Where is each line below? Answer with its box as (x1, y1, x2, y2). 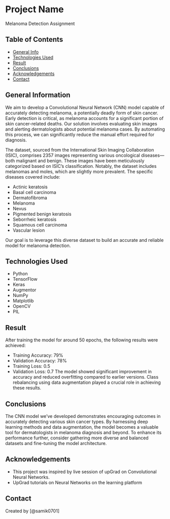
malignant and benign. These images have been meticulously (16, 157, 145, 164)
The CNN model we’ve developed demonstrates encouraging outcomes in (5, 413, 161, 419)
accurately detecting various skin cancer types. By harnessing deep (5, 418, 149, 425)
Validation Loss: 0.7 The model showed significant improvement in (12, 368, 152, 375)
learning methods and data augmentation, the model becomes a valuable (5, 424, 159, 430)
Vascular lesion (12, 227, 45, 233)
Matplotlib (12, 298, 34, 304)
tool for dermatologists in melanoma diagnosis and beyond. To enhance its (5, 430, 162, 435)
